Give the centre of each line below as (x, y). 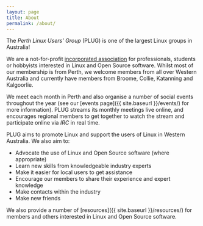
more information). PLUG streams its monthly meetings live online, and (95, 110)
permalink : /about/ (31, 23)
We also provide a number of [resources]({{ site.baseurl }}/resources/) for (99, 210)
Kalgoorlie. (20, 85)
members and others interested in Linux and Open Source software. (91, 217)
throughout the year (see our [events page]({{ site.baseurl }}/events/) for (98, 103)
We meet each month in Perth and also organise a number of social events (100, 97)
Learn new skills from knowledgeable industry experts (83, 166)
